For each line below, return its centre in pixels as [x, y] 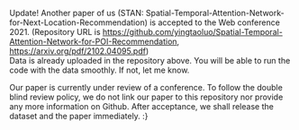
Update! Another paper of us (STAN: [77, 13]
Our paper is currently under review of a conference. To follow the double [146, 87]
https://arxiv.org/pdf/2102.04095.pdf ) [79, 51]
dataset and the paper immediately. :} [79, 116]
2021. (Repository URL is [55, 32]
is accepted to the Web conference [215, 22]
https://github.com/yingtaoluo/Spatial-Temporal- [193, 32]
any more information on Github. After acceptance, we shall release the [142, 106]
